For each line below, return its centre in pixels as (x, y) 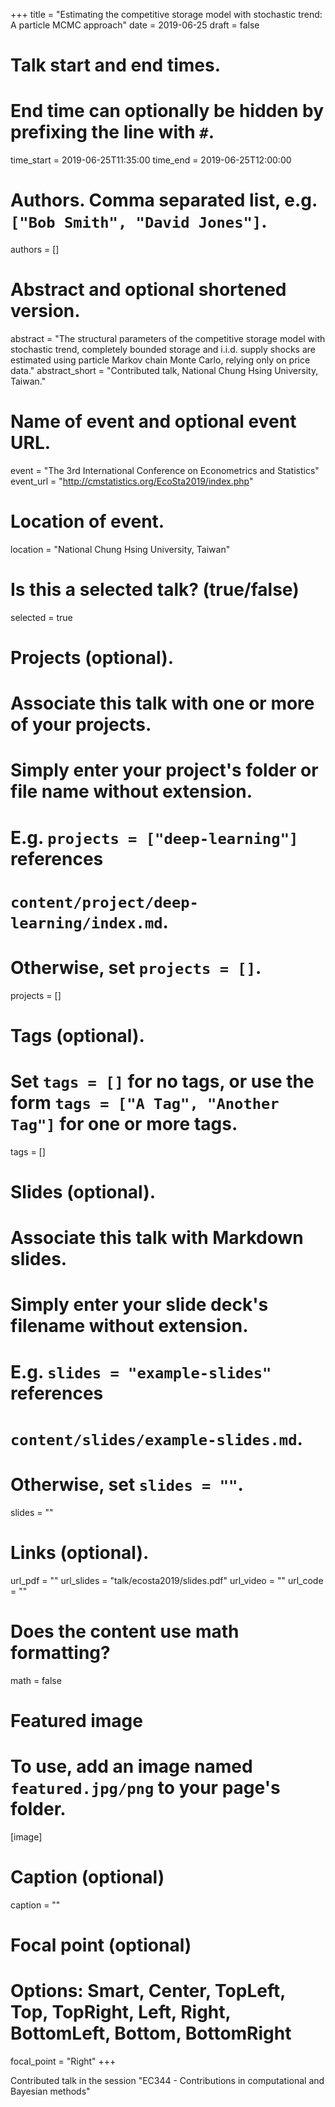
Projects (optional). (92, 658)
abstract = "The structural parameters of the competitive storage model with (168, 338)
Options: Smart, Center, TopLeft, (148, 1991)
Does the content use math (125, 1631)
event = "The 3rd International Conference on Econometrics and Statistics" (165, 470)
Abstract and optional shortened (148, 290)
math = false (36, 1680)
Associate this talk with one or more (162, 703)
